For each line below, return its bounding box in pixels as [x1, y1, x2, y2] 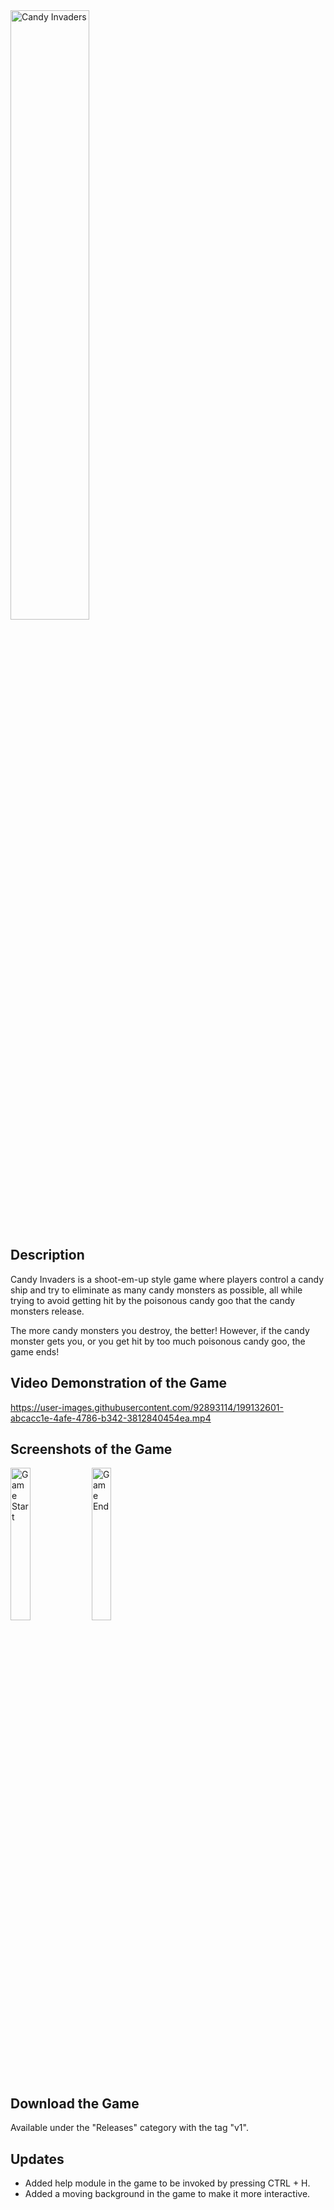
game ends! [10, 1345, 60, 1358]
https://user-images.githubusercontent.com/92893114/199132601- [10, 1401, 284, 1413]
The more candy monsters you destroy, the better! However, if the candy [10, 1324, 310, 1336]
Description [10, 1247, 85, 1264]
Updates [10, 2150, 65, 2168]
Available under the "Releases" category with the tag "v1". [10, 2122, 249, 2134]
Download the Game [10, 2095, 140, 2112]
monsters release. [10, 1305, 85, 1317]
